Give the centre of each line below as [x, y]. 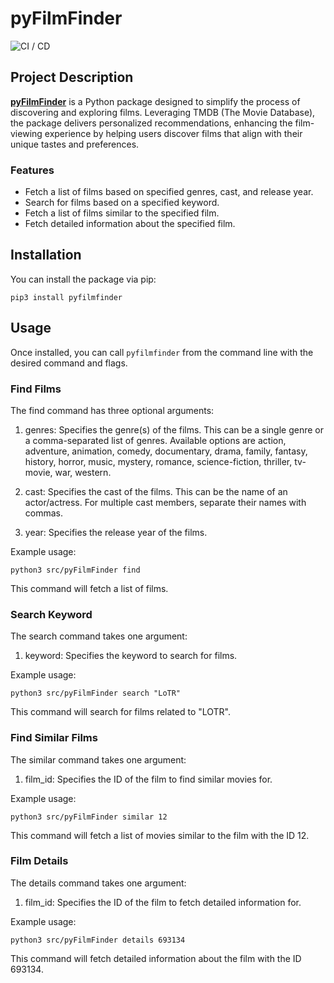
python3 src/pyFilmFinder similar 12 [89, 817]
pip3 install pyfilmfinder [66, 297]
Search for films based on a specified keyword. [122, 203]
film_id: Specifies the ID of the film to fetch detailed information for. [163, 902]
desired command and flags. [69, 363]
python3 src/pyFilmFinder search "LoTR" [96, 693]
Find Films [36, 389]
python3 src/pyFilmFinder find [75, 570]
